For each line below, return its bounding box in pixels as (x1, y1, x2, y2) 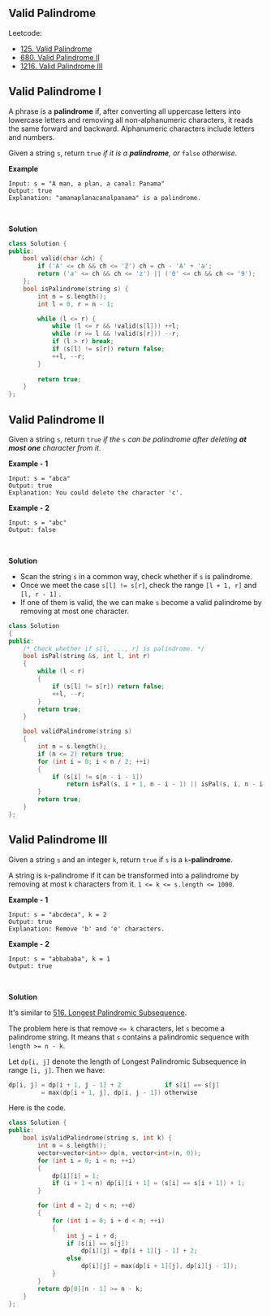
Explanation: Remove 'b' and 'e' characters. (8, 925, 165, 933)
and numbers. (8, 132, 55, 142)
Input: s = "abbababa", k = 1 (8, 955, 111, 963)
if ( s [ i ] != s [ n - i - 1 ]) (51, 773, 144, 781)
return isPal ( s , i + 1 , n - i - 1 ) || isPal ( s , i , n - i (66, 780, 264, 788)
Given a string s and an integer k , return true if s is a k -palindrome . (8, 854, 233, 865)
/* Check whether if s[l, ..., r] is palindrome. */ (23, 644, 205, 653)
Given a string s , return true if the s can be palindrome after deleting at (8, 434, 247, 444)
